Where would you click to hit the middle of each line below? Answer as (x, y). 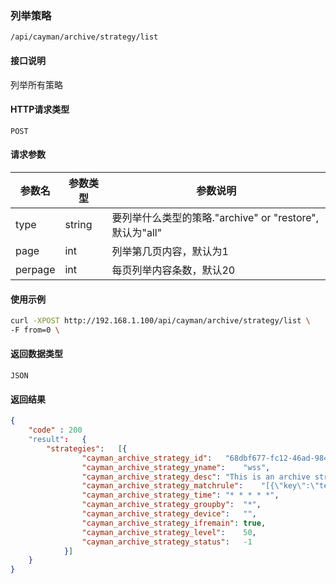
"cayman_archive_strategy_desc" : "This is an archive (196, 477)
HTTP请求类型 (40, 109)
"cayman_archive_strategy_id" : (147, 458)
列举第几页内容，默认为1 (170, 251)
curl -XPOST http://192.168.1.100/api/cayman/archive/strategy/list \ (160, 321)
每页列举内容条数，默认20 (173, 270)
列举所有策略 (36, 84)
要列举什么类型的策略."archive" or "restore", (215, 217)
